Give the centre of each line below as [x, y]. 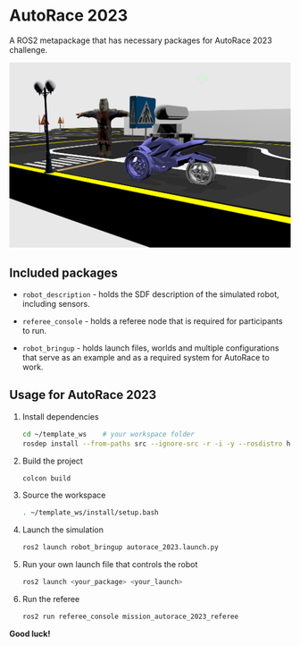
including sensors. [56, 303]
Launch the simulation [63, 530]
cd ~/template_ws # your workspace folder [108, 434]
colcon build [46, 478]
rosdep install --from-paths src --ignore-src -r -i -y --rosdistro [152, 444]
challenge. [29, 49]
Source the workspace [64, 495]
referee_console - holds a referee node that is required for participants [152, 321]
